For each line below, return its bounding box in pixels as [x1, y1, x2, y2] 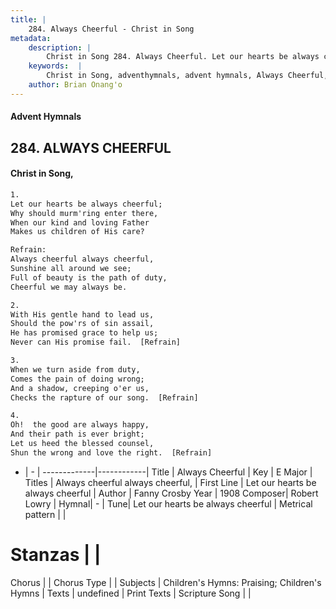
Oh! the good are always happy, [10, 420, 150, 430]
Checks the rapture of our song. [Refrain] [10, 392, 199, 403]
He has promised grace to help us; [10, 328, 159, 338]
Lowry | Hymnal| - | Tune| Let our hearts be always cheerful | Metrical [24, 497, 313, 510]
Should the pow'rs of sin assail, [10, 319, 155, 329]
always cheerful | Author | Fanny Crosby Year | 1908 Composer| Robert [24, 487, 319, 499]
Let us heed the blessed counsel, [10, 439, 155, 449]
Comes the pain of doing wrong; [10, 374, 145, 384]
